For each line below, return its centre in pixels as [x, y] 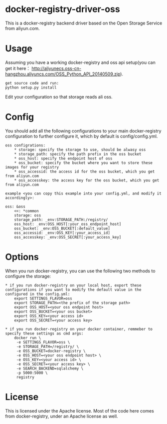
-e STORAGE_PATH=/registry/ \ [48, 346]
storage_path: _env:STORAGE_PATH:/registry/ [61, 219]
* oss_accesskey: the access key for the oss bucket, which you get [87, 180]
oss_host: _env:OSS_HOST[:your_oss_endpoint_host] [68, 224]
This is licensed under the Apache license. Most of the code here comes [80, 410]
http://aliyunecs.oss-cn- [56, 68]
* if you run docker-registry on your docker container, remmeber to [79, 329]
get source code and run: [32, 83]
